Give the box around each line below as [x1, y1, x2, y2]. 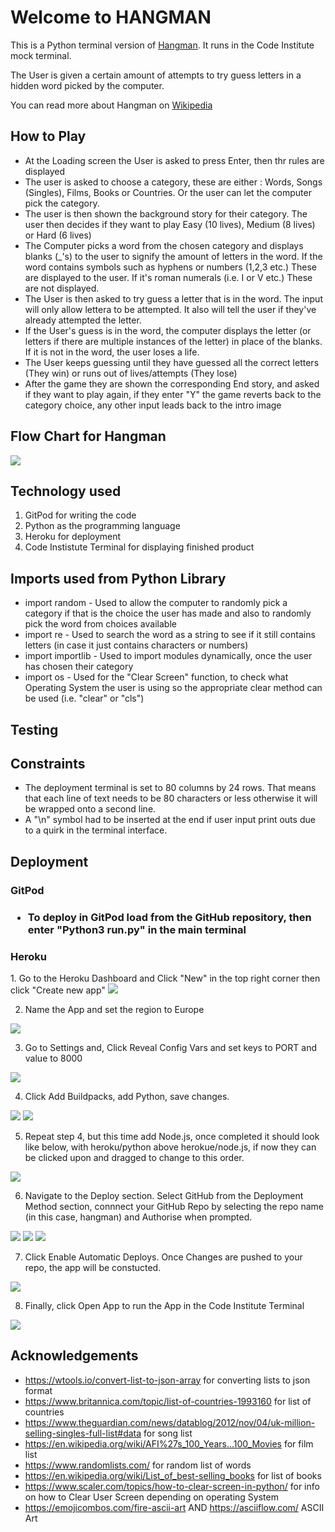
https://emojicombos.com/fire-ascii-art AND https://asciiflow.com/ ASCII [24, 1501, 325, 1513]
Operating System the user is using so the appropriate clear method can [24, 682, 323, 694]
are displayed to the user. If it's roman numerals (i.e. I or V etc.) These [24, 271, 313, 283]
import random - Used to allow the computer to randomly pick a [24, 597, 288, 609]
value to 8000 [24, 1052, 83, 1064]
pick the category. [24, 197, 100, 209]
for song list [143, 1427, 193, 1439]
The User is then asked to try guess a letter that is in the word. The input [24, 292, 323, 305]
